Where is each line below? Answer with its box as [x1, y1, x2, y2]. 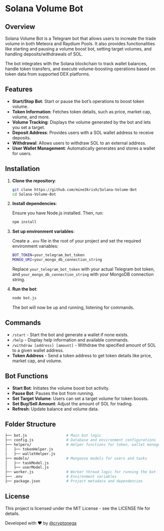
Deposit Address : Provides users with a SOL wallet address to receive [12, 130, 154, 135]
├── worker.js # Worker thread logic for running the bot [5, 470, 156, 475]
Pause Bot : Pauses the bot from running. [12, 390, 94, 396]
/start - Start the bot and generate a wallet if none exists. [12, 332, 129, 338]
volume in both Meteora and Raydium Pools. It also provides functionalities [5, 41, 155, 47]
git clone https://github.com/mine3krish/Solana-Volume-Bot [12, 187, 137, 192]
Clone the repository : [12, 178, 57, 184]
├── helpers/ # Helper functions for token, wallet [5, 442, 145, 447]
